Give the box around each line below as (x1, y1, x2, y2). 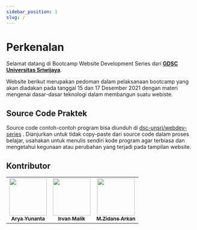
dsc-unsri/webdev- (139, 124, 187, 132)
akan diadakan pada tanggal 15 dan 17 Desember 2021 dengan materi (6, 85, 178, 92)
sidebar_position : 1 (6, 8, 58, 15)
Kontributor (6, 160, 51, 171)
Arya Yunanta (11, 216, 45, 222)
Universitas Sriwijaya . (6, 67, 62, 74)
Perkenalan (6, 40, 64, 54)
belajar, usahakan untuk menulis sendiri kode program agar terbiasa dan (6, 137, 185, 144)
